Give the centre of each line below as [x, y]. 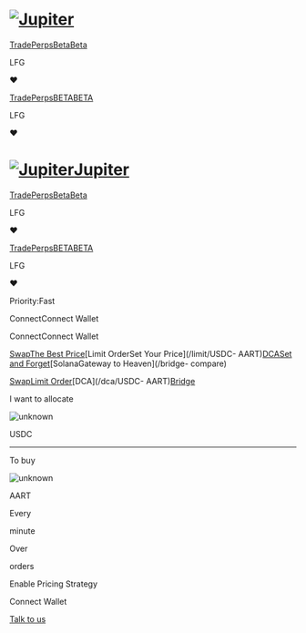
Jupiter [102, 170]
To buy [22, 460]
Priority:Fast [32, 301]
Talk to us [28, 618]
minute [22, 531]
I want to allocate [42, 398]
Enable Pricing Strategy [54, 584]
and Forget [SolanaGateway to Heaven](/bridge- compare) [118, 363]
